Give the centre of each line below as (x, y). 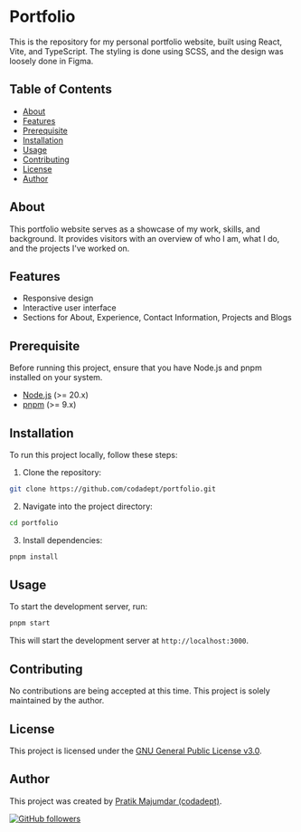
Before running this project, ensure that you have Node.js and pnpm (136, 368)
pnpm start (30, 623)
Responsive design (58, 298)
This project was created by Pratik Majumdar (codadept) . (116, 801)
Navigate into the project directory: (88, 506)
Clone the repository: (62, 472)
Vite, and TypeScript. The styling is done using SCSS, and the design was (146, 51)
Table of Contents (61, 89)
